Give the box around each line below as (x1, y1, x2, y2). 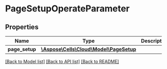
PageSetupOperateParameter (5, 3, 130, 14)
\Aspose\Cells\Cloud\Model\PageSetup (41, 46, 137, 53)
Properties (5, 23, 39, 31)
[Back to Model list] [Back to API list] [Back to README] (5, 59, 119, 65)
